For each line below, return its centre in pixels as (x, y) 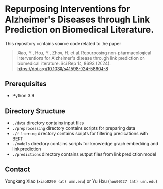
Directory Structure (35, 111)
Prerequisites (26, 84)
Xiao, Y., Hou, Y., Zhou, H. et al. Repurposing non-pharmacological (84, 53)
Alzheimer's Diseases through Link (78, 19)
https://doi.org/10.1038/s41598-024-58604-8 (62, 68)
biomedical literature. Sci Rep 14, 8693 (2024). (64, 63)
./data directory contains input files (48, 123)
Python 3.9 (23, 95)
